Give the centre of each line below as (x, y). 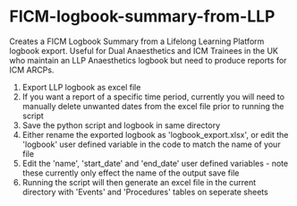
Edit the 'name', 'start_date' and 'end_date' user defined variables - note (155, 163)
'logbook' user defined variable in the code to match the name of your (151, 144)
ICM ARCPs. (32, 70)
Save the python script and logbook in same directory (121, 125)
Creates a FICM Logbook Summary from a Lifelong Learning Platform (137, 41)
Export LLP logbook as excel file (81, 87)
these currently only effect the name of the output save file (131, 173)
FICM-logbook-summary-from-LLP (142, 17)
